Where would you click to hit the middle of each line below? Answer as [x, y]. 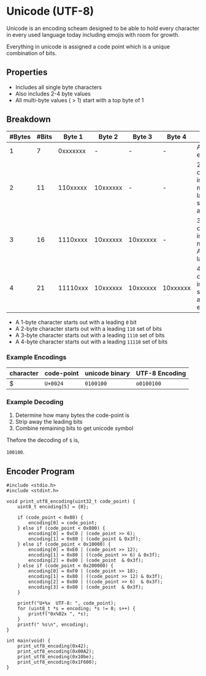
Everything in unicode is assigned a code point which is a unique [88, 47]
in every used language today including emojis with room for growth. [93, 34]
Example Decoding [35, 402]
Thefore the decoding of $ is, [43, 440]
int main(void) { [29, 640]
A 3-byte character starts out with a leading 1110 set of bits [90, 335]
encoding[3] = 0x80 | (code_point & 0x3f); [86, 587]
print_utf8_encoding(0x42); [53, 646]
